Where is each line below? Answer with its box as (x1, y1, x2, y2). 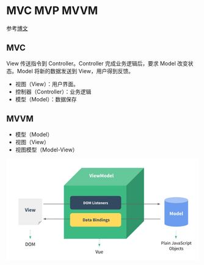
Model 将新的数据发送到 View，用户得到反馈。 (16, 67, 134, 74)
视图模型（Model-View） (15, 146, 78, 153)
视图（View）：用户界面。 (15, 80, 79, 87)
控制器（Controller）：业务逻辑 (15, 88, 92, 95)
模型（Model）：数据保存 (15, 95, 77, 103)
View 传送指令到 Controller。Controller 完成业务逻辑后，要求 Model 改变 (6, 59, 188, 67)
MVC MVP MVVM (6, 4, 98, 18)
